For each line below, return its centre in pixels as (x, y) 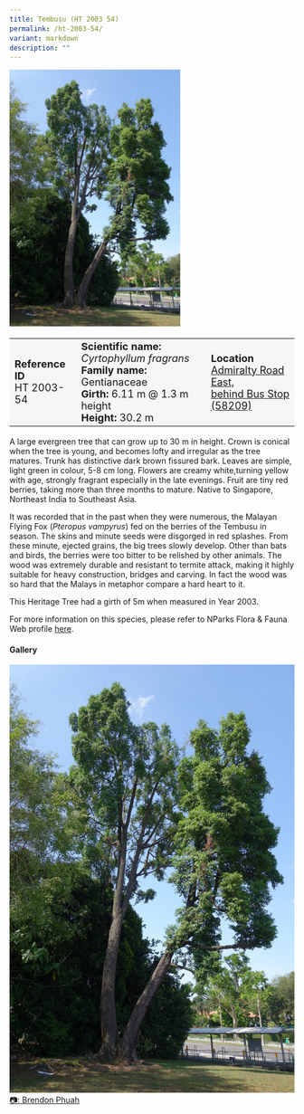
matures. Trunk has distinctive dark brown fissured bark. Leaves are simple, (151, 461)
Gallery (24, 649)
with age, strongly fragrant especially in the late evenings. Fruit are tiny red (149, 481)
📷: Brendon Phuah (44, 1100)
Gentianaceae (114, 382)
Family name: (114, 370)
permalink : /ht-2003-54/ (56, 29)
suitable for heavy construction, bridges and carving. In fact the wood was (148, 575)
